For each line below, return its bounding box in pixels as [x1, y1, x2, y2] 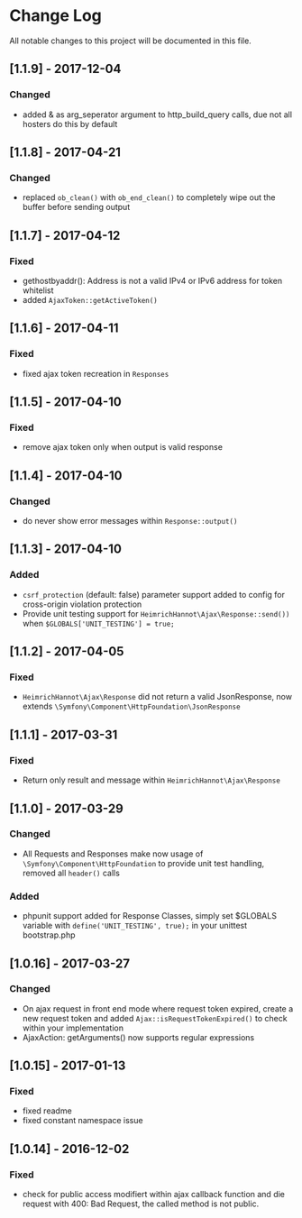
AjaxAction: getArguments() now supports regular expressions [22, 1031, 255, 1042]
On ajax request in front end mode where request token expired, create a [22, 1003, 294, 1014]
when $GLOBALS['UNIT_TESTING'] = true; [22, 618, 175, 628]
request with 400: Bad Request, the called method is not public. [22, 1198, 260, 1209]
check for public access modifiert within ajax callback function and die [22, 1189, 286, 1200]
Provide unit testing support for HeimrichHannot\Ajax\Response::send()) [22, 608, 290, 618]
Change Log [9, 5, 102, 26]
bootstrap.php [22, 930, 76, 940]
